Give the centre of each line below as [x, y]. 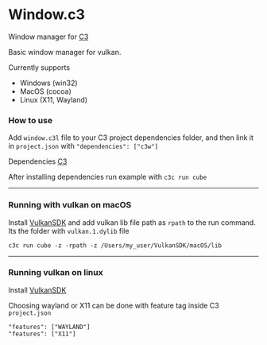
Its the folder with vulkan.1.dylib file [69, 231]
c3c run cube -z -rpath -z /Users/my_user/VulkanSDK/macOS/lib [115, 245]
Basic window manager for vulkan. [65, 52]
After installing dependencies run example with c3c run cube [108, 177]
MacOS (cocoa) [45, 91]
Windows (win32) [48, 83]
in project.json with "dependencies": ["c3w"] [83, 146]
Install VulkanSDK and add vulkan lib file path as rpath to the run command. [132, 222]
